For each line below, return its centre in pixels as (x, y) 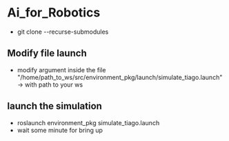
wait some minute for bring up (60, 130)
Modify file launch (47, 53)
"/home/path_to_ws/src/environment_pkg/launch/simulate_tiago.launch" (120, 77)
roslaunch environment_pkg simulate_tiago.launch (88, 122)
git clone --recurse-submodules (63, 32)
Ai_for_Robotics (54, 13)
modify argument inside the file (61, 69)
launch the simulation (54, 106)
